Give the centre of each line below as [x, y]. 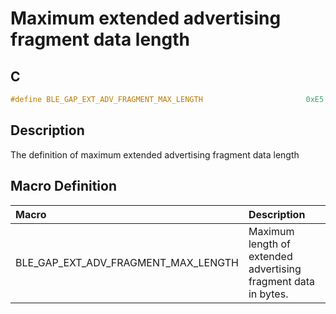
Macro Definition [63, 186]
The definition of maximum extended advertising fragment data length [155, 154]
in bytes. [268, 294]
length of [269, 244]
